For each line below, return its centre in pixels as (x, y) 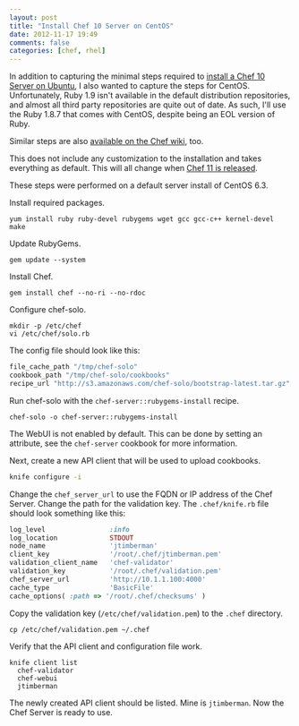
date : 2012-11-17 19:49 (54, 34)
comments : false (39, 43)
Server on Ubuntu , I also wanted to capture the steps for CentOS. (130, 86)
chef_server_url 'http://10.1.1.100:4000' (107, 579)
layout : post (34, 17)
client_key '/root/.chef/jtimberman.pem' (115, 555)
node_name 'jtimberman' (84, 546)
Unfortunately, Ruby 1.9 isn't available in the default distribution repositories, (150, 96)
